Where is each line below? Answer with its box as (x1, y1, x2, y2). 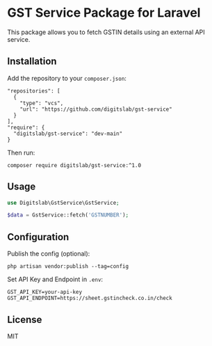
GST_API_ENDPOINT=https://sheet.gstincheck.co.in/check (7, 294, 172, 302)
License (7, 313, 42, 325)
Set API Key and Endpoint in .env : (7, 275, 103, 283)
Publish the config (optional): (7, 249, 90, 258)
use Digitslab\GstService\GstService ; (7, 199, 120, 206)
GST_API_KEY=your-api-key (7, 289, 82, 296)
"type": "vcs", (19, 100, 64, 107)
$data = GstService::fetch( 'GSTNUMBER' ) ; (7, 212, 129, 219)
